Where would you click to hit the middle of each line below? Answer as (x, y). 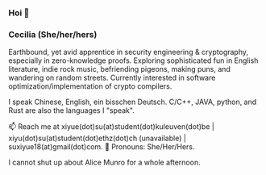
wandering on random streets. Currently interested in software (112, 78)
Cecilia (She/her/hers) (53, 34)
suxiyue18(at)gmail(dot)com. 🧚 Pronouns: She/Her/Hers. (102, 147)
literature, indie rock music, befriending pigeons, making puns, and (120, 69)
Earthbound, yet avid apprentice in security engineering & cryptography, (128, 52)
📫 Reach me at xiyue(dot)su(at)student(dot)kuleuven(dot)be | (112, 127)
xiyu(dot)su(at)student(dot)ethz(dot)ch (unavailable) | (98, 138)
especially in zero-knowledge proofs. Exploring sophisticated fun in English (133, 60)
